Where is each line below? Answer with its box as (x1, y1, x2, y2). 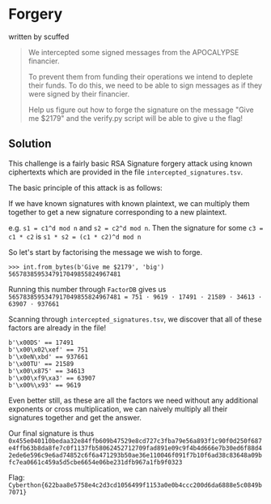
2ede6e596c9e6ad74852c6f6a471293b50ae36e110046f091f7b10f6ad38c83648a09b (8, 451, 263, 459)
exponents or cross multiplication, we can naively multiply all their (8, 403, 228, 414)
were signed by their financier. (28, 88, 130, 98)
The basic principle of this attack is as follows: (8, 183, 163, 192)
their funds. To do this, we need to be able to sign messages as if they (28, 80, 263, 90)
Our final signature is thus (8, 428, 95, 438)
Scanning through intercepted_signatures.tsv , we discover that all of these (8, 314, 262, 324)
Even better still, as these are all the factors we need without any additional (8, 395, 259, 405)
